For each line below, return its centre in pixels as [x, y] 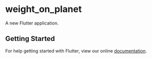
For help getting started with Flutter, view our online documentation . [76, 50]
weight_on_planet [44, 9]
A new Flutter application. [32, 23]
